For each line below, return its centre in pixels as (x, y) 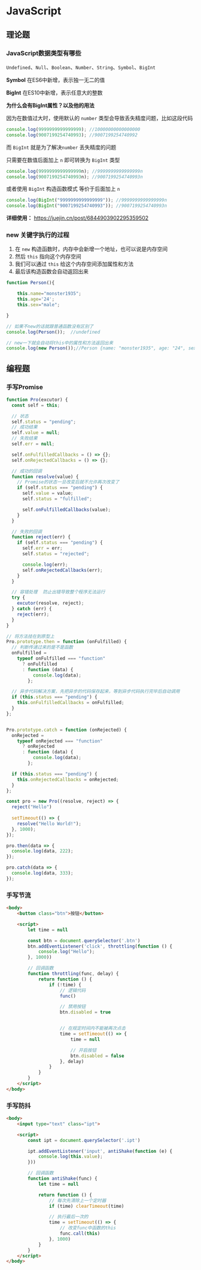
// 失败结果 (25, 438)
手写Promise (25, 387)
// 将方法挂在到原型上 (31, 636)
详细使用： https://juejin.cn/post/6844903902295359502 (77, 218)
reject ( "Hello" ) (32, 807)
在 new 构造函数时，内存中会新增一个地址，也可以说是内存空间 (91, 249)
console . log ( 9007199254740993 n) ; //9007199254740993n (75, 177)
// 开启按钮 (83, 1050)
